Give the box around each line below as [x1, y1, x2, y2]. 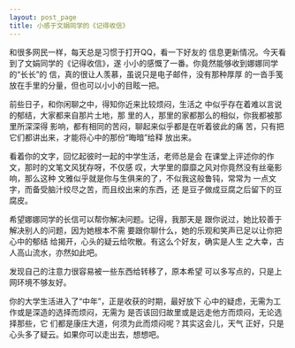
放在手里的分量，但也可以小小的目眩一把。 [9, 80, 164, 90]
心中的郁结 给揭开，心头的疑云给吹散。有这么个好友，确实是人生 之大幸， [9, 236, 276, 246]
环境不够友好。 [16, 276, 72, 288]
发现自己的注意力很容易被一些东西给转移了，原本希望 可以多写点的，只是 [9, 266, 275, 276]
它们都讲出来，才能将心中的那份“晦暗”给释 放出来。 [9, 132, 197, 143]
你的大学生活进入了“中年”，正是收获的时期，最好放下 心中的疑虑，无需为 [9, 296, 274, 306]
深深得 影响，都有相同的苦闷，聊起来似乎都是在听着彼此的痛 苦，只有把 [24, 120, 284, 131]
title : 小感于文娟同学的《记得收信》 [9, 21, 130, 30]
